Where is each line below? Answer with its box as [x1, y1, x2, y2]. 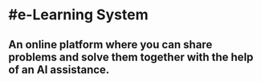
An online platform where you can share [8, 38, 213, 51]
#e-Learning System [8, 6, 149, 24]
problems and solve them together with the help [8, 50, 254, 64]
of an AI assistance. [8, 63, 110, 76]
